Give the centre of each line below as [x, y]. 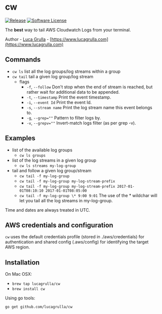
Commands [23, 60]
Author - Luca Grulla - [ [28, 39]
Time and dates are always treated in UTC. [48, 210]
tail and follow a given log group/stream [52, 170]
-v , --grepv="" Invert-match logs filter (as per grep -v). [81, 123]
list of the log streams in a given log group [54, 160]
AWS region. [17, 247]
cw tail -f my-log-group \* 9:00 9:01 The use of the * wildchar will [88, 195]
